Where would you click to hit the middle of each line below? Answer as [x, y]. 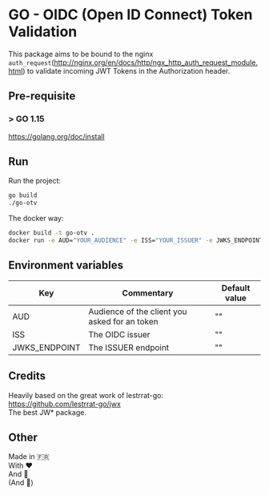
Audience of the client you [137, 312]
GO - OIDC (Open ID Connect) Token [130, 15]
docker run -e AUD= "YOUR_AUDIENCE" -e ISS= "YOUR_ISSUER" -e [111, 241]
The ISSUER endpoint [128, 348]
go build [23, 195]
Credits [27, 376]
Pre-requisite [42, 97]
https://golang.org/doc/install [57, 136]
